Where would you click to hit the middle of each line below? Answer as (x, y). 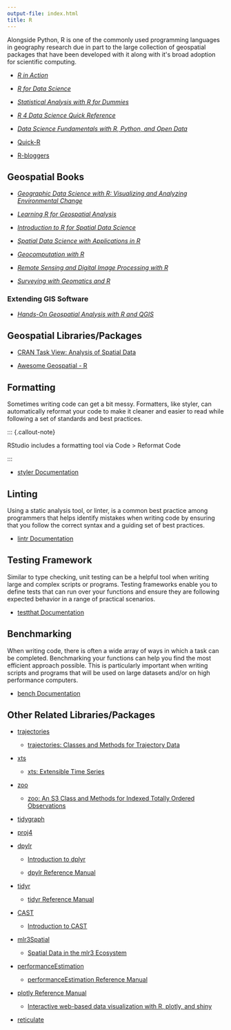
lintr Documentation (45, 538)
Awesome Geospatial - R (52, 366)
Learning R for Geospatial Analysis (67, 214)
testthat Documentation (51, 612)
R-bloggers (33, 155)
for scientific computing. (42, 61)
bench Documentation (49, 693)
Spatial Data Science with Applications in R (79, 241)
